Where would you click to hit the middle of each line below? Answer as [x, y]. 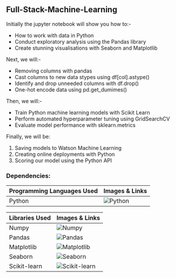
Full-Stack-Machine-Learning [62, 10]
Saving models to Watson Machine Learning [68, 148]
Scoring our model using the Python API [63, 160]
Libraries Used [30, 218]
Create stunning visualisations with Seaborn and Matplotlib [86, 48]
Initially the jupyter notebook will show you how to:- [69, 24]
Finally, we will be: [28, 136]
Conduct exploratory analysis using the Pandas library [80, 41]
